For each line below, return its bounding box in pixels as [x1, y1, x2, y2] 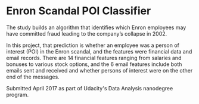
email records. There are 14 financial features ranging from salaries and [6, 54, 182, 61]
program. [6, 91, 29, 98]
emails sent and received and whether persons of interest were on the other [6, 67, 193, 74]
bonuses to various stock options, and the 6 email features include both [6, 61, 182, 68]
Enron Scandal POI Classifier [6, 4, 151, 18]
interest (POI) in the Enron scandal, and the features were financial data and [6, 48, 192, 55]
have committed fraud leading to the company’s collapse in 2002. [6, 30, 167, 37]
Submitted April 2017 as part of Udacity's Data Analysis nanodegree [6, 84, 173, 92]
